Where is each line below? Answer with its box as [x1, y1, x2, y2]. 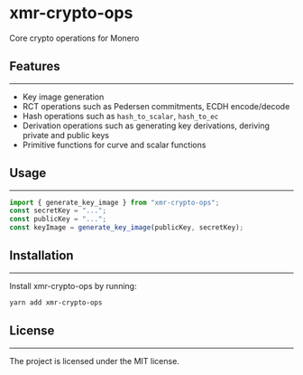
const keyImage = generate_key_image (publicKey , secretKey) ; [9, 223, 244, 232]
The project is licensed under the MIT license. [9, 355, 180, 366]
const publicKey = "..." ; [9, 215, 106, 224]
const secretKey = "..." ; [9, 206, 106, 215]
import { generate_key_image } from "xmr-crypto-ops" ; [9, 198, 220, 207]
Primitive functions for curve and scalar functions [22, 139, 207, 150]
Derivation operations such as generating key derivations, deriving [22, 120, 271, 131]
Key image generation [22, 91, 105, 102]
